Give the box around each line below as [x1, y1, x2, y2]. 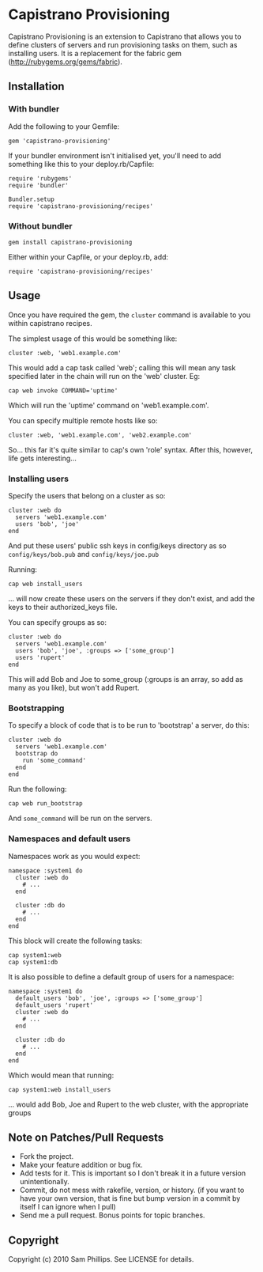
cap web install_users [8, 580, 83, 589]
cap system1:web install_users [8, 1085, 111, 1093]
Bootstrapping [8, 702, 65, 714]
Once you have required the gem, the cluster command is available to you [8, 310, 251, 320]
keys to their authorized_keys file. [8, 603, 118, 612]
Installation [8, 80, 65, 93]
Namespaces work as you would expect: [8, 851, 141, 861]
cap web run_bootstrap [8, 800, 83, 808]
